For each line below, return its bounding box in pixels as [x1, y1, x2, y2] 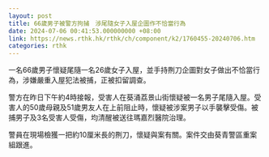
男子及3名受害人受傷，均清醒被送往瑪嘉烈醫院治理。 [15, 112, 190, 122]
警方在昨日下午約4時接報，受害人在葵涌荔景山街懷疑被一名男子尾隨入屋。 [8, 92, 255, 102]
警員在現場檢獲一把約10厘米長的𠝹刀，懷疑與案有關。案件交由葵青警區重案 [8, 130, 258, 140]
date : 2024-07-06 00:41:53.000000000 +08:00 [8, 27, 161, 35]
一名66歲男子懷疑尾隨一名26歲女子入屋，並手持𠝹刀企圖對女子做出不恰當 [8, 66, 254, 75]
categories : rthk [8, 42, 67, 50]
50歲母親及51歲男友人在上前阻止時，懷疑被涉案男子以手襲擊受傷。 [29, 103, 252, 112]
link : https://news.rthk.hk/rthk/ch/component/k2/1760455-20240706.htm [8, 34, 255, 43]
